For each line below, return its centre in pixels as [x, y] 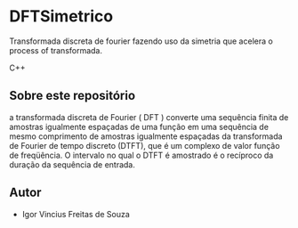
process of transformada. [56, 50]
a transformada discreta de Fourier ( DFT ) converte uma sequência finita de [149, 117]
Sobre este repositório [72, 96]
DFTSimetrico [61, 16]
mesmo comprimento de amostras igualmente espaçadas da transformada [146, 136]
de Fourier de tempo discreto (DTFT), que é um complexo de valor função [145, 145]
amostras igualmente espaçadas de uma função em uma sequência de [139, 126]
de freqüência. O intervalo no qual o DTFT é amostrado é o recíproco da [141, 155]
